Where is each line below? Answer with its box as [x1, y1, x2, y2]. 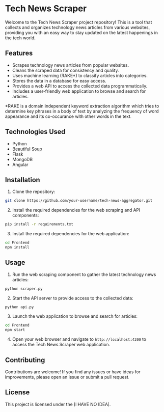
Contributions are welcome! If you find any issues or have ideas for [5, 369, 141, 375]
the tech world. [5, 35, 36, 41]
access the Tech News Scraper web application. [12, 342, 110, 348]
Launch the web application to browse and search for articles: [12, 313, 138, 319]
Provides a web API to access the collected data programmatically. [12, 83, 148, 89]
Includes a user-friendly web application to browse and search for [12, 88, 146, 94]
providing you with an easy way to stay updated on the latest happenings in [5, 29, 158, 35]
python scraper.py [5, 286, 43, 291]
